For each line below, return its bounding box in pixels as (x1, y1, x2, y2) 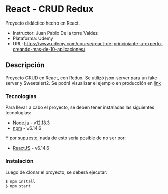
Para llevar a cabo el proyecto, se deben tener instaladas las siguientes (5, 104, 154, 110)
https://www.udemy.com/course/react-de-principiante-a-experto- (24, 40, 163, 46)
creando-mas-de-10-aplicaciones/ (12, 46, 86, 52)
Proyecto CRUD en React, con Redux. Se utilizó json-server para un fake (5, 75, 157, 81)
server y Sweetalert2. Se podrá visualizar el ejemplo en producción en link (5, 80, 161, 86)
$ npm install (5, 179, 36, 184)
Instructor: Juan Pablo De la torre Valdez (12, 30, 98, 36)
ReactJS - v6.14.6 (12, 145, 50, 151)
